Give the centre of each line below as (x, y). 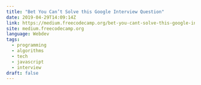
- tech (20, 56)
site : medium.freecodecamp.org (45, 28)
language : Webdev (28, 34)
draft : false (22, 73)
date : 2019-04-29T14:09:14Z (41, 17)
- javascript (28, 62)
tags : (13, 40)
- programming (29, 45)
